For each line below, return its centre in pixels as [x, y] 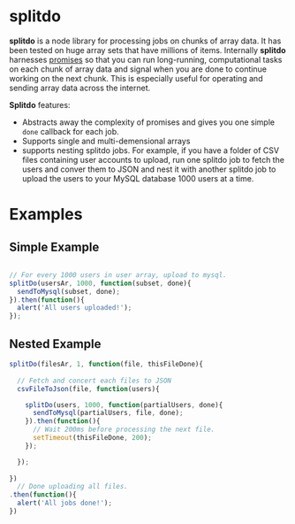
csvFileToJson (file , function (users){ [89, 389]
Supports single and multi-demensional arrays [106, 141]
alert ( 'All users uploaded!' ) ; [75, 308]
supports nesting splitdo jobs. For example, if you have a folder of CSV [151, 150]
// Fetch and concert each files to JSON [95, 381]
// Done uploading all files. [72, 487]
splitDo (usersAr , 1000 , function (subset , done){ [100, 283]
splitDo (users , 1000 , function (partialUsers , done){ [124, 405]
